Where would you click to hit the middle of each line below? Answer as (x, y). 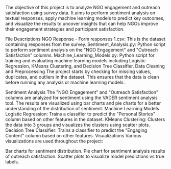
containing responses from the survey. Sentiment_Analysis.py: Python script (86, 44)
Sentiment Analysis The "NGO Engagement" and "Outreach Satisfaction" (82, 92)
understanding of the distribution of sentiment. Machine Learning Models (82, 108)
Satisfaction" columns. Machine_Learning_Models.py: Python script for (80, 55)
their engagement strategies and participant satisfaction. (65, 29)
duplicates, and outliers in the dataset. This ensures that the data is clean (82, 77)
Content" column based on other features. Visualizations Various (74, 136)
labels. (12, 162)
